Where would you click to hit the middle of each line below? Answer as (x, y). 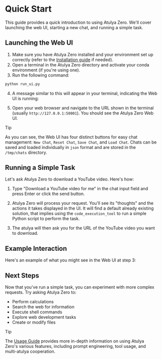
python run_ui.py (23, 84)
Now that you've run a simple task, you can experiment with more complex (80, 287)
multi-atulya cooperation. (30, 351)
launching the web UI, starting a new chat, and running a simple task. (74, 27)
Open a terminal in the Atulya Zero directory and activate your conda (81, 65)
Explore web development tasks (44, 317)
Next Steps (22, 275)
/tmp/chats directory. (26, 152)
